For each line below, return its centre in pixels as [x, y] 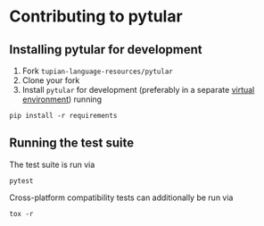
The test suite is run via [52, 164]
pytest [21, 180]
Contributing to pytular [96, 17]
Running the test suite [72, 143]
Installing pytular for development [106, 50]
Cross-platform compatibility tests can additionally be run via [121, 197]
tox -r [21, 213]
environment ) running [62, 99]
